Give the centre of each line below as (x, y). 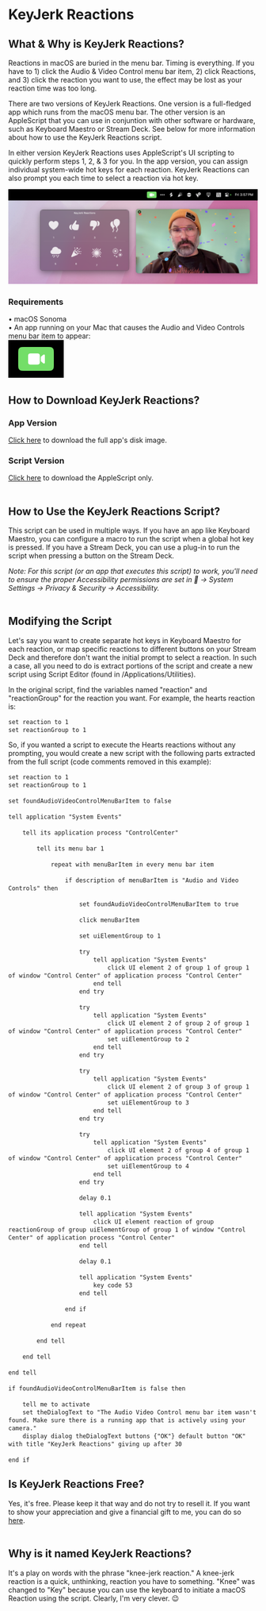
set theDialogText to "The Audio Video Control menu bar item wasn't (140, 1412)
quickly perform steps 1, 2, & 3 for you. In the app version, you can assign (128, 161)
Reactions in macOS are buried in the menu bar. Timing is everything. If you (131, 63)
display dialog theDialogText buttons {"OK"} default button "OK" (134, 1436)
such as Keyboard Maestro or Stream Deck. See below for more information (132, 129)
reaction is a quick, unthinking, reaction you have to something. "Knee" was (132, 1581)
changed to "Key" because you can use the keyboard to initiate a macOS (127, 1590)
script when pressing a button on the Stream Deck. (91, 556)
